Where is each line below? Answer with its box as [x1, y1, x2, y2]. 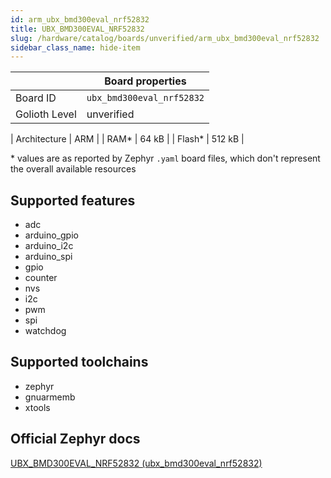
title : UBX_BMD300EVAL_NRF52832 [10, 24, 145, 34]
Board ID [15, 91, 57, 105]
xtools [24, 401, 51, 413]
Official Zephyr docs [10, 431, 141, 448]
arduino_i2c [24, 240, 74, 252]
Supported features [10, 192, 136, 209]
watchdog [24, 325, 67, 337]
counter [24, 272, 58, 284]
